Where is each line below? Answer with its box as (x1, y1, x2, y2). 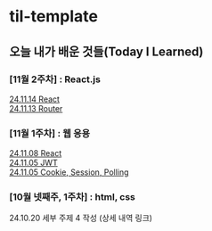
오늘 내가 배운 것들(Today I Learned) (9, 44, 204, 59)
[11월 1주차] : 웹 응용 (9, 127, 91, 139)
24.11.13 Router (9, 103, 63, 113)
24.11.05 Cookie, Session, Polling (9, 167, 129, 177)
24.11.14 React (9, 94, 61, 104)
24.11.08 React (9, 148, 62, 159)
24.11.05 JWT (9, 158, 58, 169)
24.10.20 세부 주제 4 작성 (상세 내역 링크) (9, 212, 153, 224)
